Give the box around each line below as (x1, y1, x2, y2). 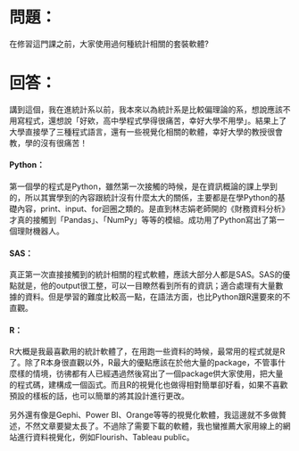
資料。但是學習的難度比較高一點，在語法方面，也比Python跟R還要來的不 (24, 291, 291, 302)
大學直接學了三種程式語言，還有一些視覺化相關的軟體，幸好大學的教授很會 (9, 126, 283, 137)
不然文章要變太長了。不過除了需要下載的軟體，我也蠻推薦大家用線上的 (24, 421, 283, 431)
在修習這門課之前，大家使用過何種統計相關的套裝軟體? (9, 38, 210, 49)
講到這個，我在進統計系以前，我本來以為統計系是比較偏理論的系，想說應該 (9, 103, 283, 115)
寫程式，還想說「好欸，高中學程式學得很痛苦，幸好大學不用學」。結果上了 (16, 115, 287, 126)
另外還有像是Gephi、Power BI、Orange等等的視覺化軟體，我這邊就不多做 (9, 410, 279, 421)
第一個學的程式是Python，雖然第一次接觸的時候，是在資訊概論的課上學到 (9, 181, 278, 192)
